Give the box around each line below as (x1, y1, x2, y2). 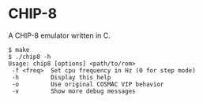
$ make (8, 46, 30, 53)
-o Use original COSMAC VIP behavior (11, 80, 164, 88)
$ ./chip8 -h (8, 53, 51, 61)
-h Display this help (11, 73, 111, 81)
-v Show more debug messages (11, 87, 136, 95)
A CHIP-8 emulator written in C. (8, 31, 111, 40)
